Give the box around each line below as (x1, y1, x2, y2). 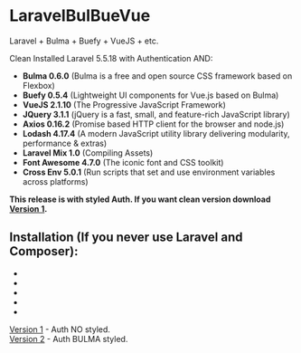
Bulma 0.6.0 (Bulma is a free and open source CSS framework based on (22, 70, 293, 81)
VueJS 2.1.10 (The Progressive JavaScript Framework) (22, 99, 226, 110)
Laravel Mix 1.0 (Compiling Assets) (22, 147, 154, 158)
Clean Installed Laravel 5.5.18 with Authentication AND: (9, 52, 213, 63)
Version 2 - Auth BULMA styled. (9, 333, 128, 344)
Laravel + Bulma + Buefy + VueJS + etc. (9, 35, 159, 46)
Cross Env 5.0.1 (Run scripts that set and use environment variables (22, 167, 276, 177)
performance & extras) (22, 138, 108, 148)
